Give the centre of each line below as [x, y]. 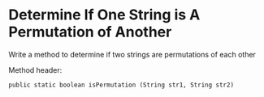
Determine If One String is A [104, 15]
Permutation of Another [90, 32]
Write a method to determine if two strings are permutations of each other [132, 54]
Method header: [35, 70]
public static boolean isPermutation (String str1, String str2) [121, 85]
